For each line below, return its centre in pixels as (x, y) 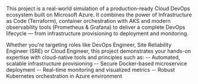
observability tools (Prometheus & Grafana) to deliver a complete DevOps (96, 27)
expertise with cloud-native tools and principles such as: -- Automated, (93, 57)
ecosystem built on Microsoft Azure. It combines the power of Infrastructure (99, 15)
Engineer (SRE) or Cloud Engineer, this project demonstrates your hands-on (99, 51)
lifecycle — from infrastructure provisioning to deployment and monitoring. (97, 33)
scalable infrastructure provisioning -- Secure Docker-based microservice (97, 63)
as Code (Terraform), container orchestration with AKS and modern (88, 21)
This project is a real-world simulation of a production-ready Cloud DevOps (98, 9)
